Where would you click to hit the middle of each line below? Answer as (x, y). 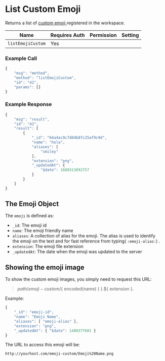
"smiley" (49, 151)
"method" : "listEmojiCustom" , (45, 78)
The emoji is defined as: (30, 216)
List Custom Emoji (43, 9)
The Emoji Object (32, 204)
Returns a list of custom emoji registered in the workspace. (65, 23)
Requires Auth (67, 35)
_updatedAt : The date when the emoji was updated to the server (77, 252)
